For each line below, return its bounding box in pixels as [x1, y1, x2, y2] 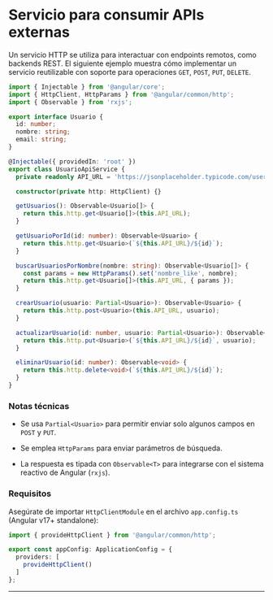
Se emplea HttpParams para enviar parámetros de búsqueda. [19, 443, 223, 453]
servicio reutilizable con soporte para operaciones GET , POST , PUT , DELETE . [8, 67, 252, 76]
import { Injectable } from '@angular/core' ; [8, 83, 165, 91]
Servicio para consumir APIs [8, 6, 205, 24]
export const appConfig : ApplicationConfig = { [8, 546, 173, 554]
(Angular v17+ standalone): [8, 515, 99, 525]
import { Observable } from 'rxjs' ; [8, 98, 132, 107]
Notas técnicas [8, 400, 70, 411]
